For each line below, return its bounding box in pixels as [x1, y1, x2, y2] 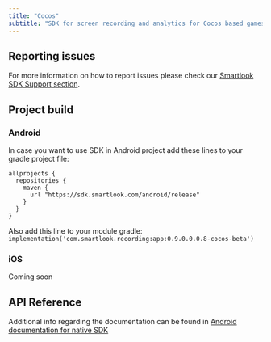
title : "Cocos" [8, 11, 60, 20]
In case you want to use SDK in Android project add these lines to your [8, 146, 244, 154]
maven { [23, 184, 48, 192]
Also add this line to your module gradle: [8, 226, 143, 235]
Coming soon [8, 272, 53, 281]
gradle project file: [8, 154, 70, 163]
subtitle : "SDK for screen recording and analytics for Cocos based [8, 19, 244, 27]
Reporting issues [8, 49, 96, 63]
